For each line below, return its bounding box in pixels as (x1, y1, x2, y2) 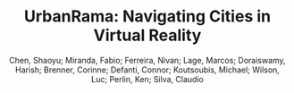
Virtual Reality (93, 25, 202, 46)
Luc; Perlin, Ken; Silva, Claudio (90, 73, 205, 84)
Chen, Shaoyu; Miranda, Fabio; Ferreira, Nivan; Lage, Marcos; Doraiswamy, (9, 55, 286, 65)
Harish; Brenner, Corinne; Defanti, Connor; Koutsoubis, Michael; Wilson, (14, 64, 281, 75)
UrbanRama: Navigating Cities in (23, 6, 272, 27)
